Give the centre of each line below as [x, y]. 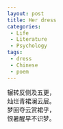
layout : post [26, 14]
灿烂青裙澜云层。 [31, 101]
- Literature [29, 40]
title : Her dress [32, 20]
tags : [15, 53]
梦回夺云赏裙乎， [31, 110]
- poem [20, 71]
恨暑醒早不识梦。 [31, 118]
